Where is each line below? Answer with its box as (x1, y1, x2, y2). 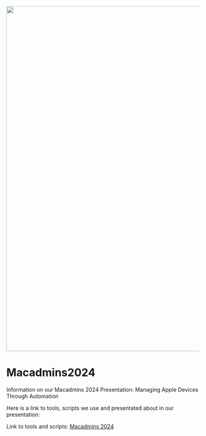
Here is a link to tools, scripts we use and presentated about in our (6, 404, 174, 411)
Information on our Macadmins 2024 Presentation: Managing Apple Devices (6, 386, 199, 393)
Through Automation (6, 392, 59, 400)
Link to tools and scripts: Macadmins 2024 (6, 423, 115, 430)
